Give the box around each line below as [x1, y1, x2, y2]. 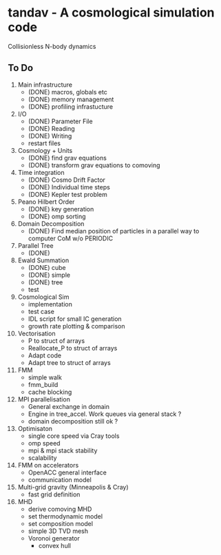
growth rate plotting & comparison [28, 322, 126, 330]
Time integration [17, 168, 65, 176]
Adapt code [28, 351, 61, 359]
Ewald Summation [17, 256, 70, 264]
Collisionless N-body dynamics [8, 42, 96, 50]
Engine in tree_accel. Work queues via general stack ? [28, 410, 182, 418]
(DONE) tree [28, 277, 63, 286]
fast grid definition [28, 490, 81, 499]
